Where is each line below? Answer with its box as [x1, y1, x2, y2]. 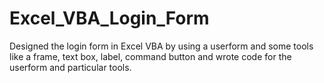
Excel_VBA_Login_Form [9, 7, 210, 30]
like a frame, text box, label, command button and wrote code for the [9, 50, 292, 62]
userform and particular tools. [9, 61, 132, 73]
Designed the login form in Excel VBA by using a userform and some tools [9, 40, 314, 52]
